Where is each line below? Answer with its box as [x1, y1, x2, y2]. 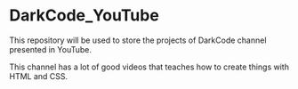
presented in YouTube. [9, 44, 92, 54]
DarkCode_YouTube [9, 5, 160, 26]
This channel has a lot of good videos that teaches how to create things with [9, 61, 289, 72]
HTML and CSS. [9, 70, 68, 81]
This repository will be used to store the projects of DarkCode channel [9, 35, 267, 45]
